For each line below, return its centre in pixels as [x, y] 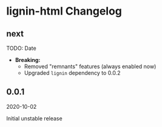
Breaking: [28, 60]
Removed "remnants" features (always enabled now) [90, 66]
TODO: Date [21, 48]
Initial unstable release [34, 118]
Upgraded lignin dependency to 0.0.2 [72, 73]
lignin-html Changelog [64, 11]
